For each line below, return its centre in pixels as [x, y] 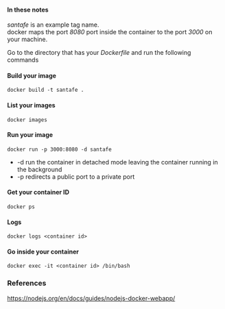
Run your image [30, 135]
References [27, 283]
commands [23, 60]
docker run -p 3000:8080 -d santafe [59, 149]
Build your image [32, 75]
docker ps [21, 207]
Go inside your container [43, 251]
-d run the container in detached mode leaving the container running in [117, 162]
